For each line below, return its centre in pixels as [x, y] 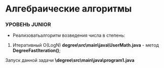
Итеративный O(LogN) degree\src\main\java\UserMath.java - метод [86, 45]
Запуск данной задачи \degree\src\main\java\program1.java [70, 60]
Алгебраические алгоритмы [69, 9]
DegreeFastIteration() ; [36, 50]
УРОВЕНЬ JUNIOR [28, 25]
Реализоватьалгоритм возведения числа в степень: [69, 35]
